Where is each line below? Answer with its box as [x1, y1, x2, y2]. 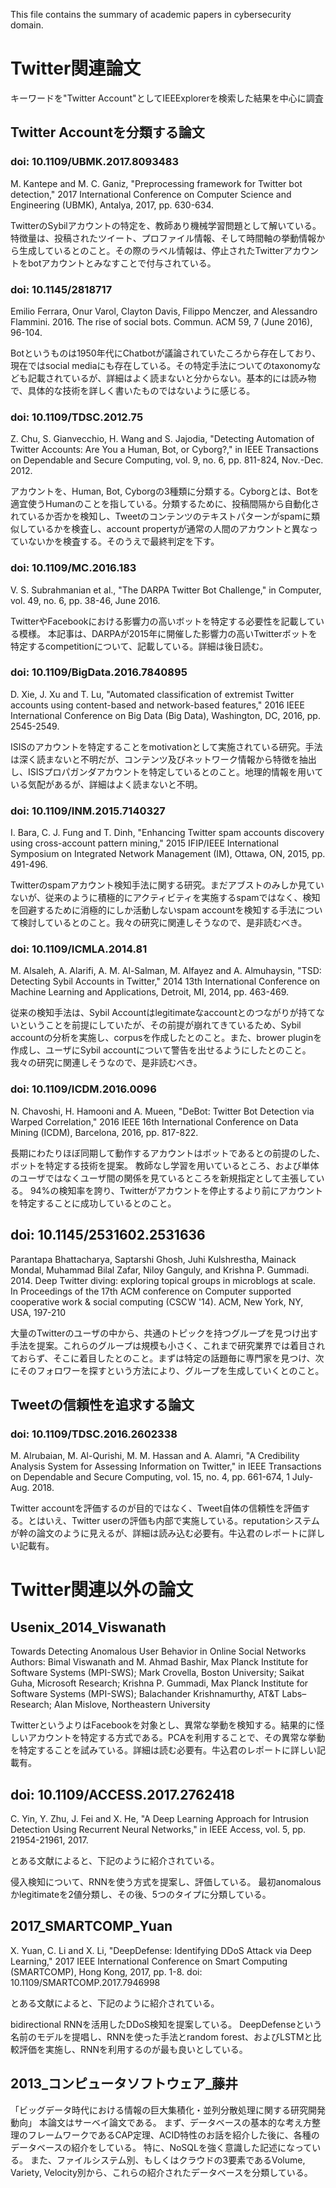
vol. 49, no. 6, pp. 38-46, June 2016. [10, 594, 161, 606]
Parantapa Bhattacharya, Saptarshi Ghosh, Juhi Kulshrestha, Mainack [10, 1253, 297, 1265]
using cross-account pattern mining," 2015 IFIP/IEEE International [10, 837, 279, 849]
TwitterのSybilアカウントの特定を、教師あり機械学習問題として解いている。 [10, 219, 322, 231]
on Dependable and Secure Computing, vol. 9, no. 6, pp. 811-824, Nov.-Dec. [10, 454, 324, 466]
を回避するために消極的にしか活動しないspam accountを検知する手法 [10, 904, 297, 916]
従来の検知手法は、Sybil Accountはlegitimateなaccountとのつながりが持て [10, 1007, 317, 1019]
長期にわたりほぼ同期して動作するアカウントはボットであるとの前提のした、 [10, 1147, 326, 1159]
